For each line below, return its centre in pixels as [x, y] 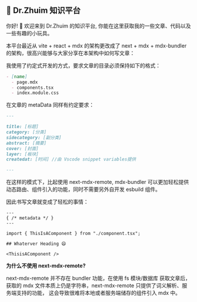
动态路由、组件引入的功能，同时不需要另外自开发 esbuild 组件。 [83, 189]
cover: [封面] [23, 149]
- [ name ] [17, 76]
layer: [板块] [23, 154]
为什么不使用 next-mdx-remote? [46, 266]
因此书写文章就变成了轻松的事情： [47, 202]
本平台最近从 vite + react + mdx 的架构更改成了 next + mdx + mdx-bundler [96, 45]
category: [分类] [26, 132]
